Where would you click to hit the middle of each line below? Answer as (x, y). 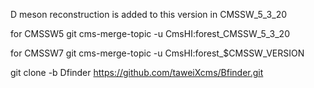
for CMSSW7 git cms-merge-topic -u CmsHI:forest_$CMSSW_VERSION (157, 53)
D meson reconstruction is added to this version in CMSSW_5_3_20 (149, 14)
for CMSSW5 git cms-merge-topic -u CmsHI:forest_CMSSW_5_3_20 (150, 33)
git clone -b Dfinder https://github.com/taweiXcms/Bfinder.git (137, 72)
